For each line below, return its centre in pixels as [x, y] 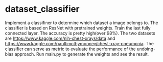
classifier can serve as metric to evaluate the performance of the [70, 49]
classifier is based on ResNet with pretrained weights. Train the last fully [78, 28]
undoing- [146, 49]
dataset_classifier [42, 9]
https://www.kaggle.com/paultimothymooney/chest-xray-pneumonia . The [80, 43]
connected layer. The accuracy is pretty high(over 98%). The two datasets [80, 33]
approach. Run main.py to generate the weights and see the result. [82, 54]
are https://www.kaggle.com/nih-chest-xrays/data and [60, 38]
